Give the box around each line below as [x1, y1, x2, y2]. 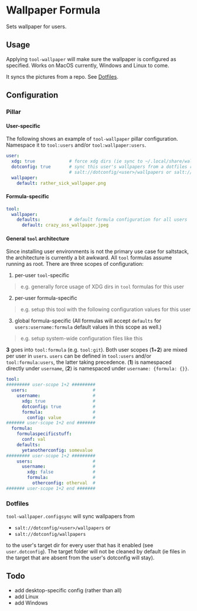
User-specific [6, 122, 40, 129]
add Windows [14, 599, 48, 606]
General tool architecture [6, 235, 69, 242]
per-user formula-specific [14, 295, 77, 302]
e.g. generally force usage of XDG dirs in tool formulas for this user [20, 283, 185, 291]
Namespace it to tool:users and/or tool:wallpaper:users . [6, 141, 147, 148]
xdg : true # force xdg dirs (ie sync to [11, 158, 143, 164]
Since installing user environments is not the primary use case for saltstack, [6, 248, 189, 255]
